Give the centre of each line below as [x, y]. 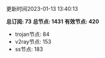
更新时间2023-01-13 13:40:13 [42, 9]
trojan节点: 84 [32, 34]
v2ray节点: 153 [33, 42]
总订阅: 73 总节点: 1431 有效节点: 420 [53, 22]
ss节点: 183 [29, 49]
